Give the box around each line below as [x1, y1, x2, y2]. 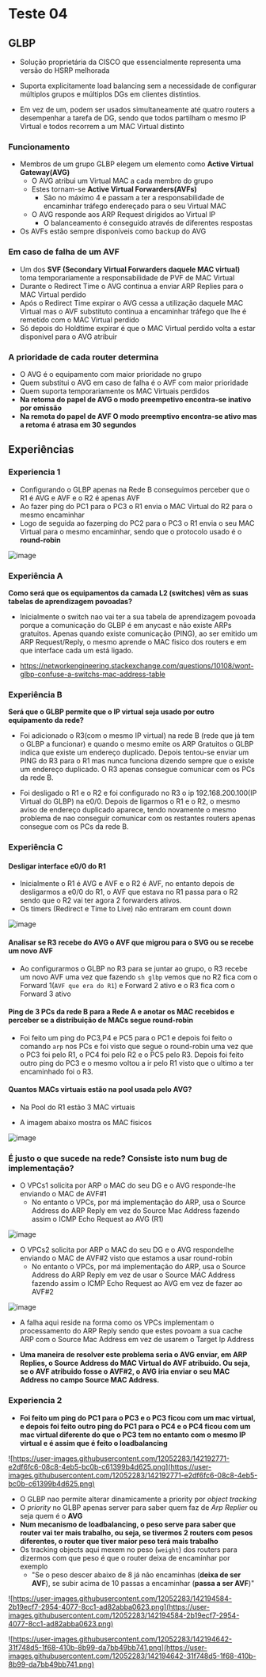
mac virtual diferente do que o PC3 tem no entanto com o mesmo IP [19, 1430, 246, 1439]
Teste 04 [8, 5, 68, 23]
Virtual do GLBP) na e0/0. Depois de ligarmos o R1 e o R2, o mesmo [19, 797, 241, 806]
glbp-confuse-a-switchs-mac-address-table [19, 669, 166, 679]
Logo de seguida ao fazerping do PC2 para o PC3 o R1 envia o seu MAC [19, 518, 255, 527]
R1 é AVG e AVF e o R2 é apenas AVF [19, 492, 141, 503]
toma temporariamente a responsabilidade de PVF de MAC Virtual [19, 272, 235, 282]
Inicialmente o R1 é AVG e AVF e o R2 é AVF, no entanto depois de [19, 879, 235, 888]
